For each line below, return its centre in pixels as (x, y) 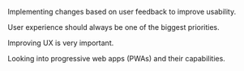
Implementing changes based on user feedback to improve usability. (122, 12)
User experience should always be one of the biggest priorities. (113, 27)
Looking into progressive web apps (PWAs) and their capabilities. (117, 58)
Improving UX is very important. (61, 43)
